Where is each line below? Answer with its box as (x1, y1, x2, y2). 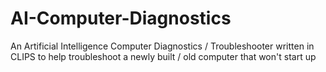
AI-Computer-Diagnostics (10, 7, 232, 30)
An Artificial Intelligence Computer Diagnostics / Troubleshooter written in (10, 40, 315, 52)
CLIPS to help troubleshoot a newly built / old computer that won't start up (10, 50, 317, 62)
